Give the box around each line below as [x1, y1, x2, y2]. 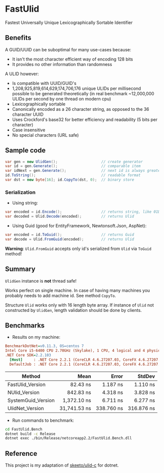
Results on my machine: [12, 334, 61, 340]
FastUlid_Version [7, 381, 46, 388]
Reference [5, 449, 38, 457]
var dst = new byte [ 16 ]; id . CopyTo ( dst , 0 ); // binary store [5, 177, 134, 183]
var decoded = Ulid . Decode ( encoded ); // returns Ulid [5, 214, 134, 219]
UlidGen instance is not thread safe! [5, 278, 77, 284]
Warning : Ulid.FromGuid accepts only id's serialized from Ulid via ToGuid [5, 246, 152, 251]
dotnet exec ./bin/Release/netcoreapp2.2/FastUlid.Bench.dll [5, 436, 132, 441]
